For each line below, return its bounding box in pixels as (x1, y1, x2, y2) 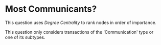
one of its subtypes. (5, 34, 46, 40)
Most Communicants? (5, 3, 97, 15)
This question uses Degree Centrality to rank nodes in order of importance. (5, 20, 157, 25)
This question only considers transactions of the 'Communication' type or (5, 29, 154, 35)
